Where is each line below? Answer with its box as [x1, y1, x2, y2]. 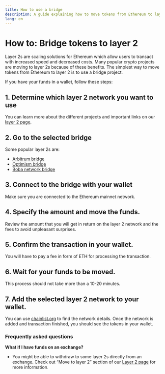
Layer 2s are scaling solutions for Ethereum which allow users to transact [5, 54, 153, 59]
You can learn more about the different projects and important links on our [5, 114, 156, 120]
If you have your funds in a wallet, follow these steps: [5, 79, 113, 85]
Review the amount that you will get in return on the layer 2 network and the [5, 221, 159, 227]
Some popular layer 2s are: [5, 146, 60, 152]
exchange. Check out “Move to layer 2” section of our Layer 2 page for [12, 359, 156, 365]
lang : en [5, 16, 23, 21]
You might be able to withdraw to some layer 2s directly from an [12, 354, 142, 360]
